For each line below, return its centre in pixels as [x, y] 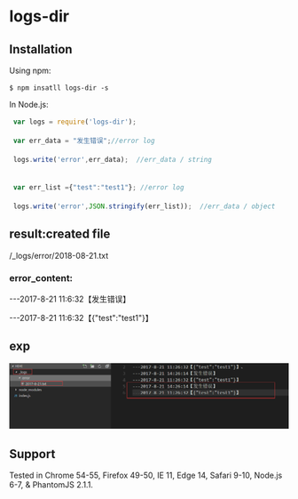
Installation [41, 49]
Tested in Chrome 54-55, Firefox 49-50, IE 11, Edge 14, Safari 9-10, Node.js [146, 475]
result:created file [60, 234]
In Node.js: [29, 105]
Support [32, 454]
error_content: [41, 278]
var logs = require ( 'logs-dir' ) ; [75, 122]
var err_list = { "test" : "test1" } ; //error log [98, 188]
